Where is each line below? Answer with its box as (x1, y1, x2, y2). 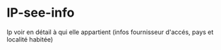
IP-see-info (6, 5, 75, 21)
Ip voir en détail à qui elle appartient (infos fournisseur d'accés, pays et (6, 28, 214, 36)
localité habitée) (6, 35, 54, 43)
